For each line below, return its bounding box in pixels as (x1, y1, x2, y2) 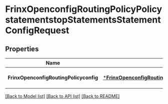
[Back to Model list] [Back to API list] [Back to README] (5, 93, 120, 99)
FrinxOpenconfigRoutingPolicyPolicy (5, 3, 162, 15)
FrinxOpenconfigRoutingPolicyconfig (7, 74, 98, 81)
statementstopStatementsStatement (5, 14, 161, 25)
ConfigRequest (5, 25, 69, 36)
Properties (5, 44, 39, 53)
